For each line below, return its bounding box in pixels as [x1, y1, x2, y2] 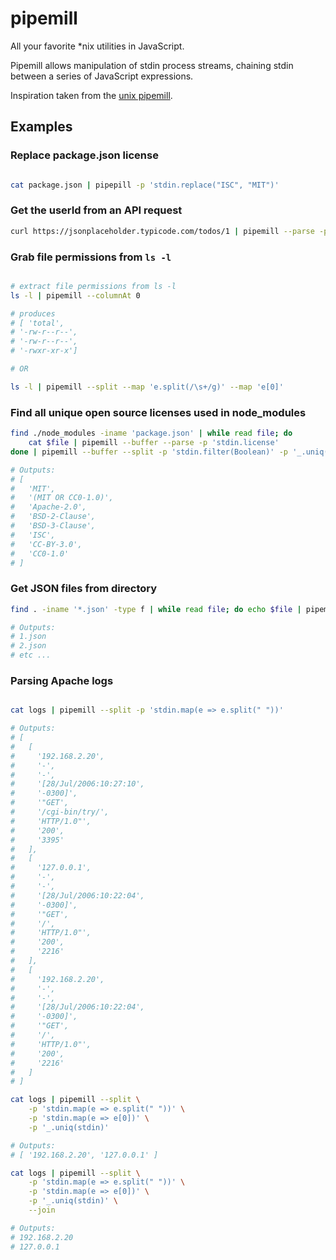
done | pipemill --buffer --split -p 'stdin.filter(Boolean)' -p [10, 447, 289, 457]
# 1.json [10, 632, 47, 642]
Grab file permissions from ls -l [10, 250, 172, 264]
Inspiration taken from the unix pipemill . [10, 89, 173, 101]
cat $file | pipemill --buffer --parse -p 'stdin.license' [28, 438, 280, 448]
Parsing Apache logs [10, 673, 114, 687]
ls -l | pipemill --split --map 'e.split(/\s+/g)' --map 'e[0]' [10, 382, 284, 392]
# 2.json [10, 641, 47, 651]
